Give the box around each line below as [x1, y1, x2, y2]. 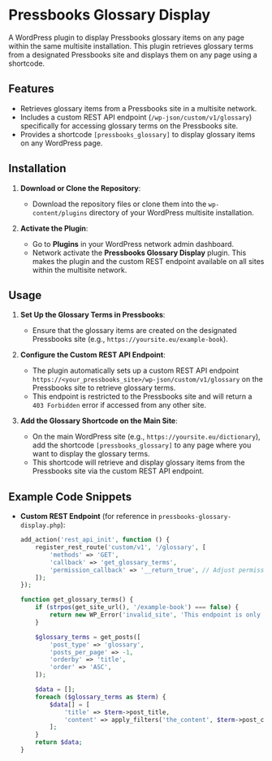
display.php [19, 521, 61, 530]
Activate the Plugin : [19, 223, 89, 233]
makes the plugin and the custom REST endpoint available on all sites [32, 256, 265, 266]
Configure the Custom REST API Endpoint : [19, 350, 166, 360]
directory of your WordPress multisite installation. [89, 207, 254, 217]
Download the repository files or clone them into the [32, 199, 207, 209]
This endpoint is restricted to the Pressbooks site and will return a [32, 391, 253, 401]
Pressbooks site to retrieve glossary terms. [32, 383, 176, 393]
